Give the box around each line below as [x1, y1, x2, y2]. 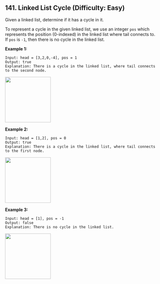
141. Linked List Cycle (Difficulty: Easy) [5, 4, 125, 12]
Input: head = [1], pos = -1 [5, 216, 64, 221]
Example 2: [5, 126, 28, 132]
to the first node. [5, 148, 45, 153]
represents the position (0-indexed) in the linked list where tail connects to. [5, 31, 156, 37]
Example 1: [5, 46, 28, 51]
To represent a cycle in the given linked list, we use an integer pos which [5, 26, 150, 32]
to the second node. [5, 68, 47, 73]
